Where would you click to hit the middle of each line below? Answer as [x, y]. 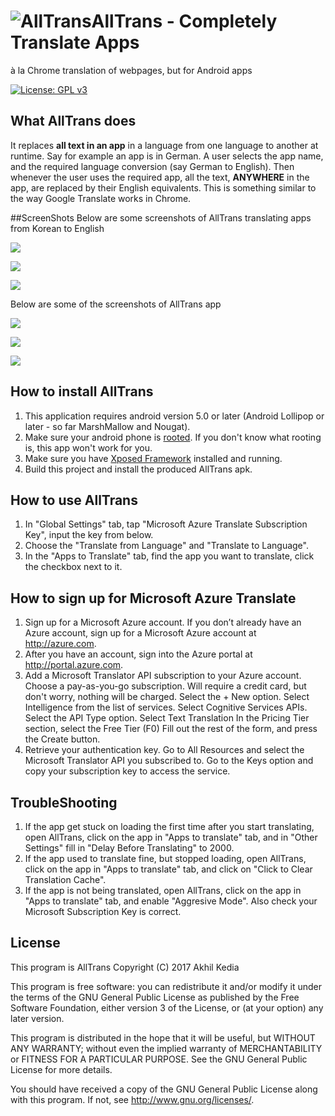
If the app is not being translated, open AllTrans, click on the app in [163, 890]
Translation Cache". [65, 879]
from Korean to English [57, 228]
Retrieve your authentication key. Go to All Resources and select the [164, 750]
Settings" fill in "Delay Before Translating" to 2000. [129, 848]
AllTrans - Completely [184, 21]
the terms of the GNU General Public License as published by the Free [155, 997]
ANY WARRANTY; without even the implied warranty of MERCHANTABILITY [166, 1048]
